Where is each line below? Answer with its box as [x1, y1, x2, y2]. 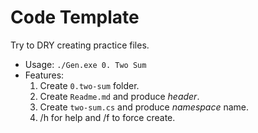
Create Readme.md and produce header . [39, 90, 200, 102]
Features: [24, 69, 65, 81]
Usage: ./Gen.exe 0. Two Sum [24, 58, 147, 70]
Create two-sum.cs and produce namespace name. [39, 101, 250, 113]
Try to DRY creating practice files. [10, 39, 150, 51]
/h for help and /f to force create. [39, 111, 176, 123]
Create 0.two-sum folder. [39, 79, 140, 91]
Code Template [10, 6, 140, 29]
